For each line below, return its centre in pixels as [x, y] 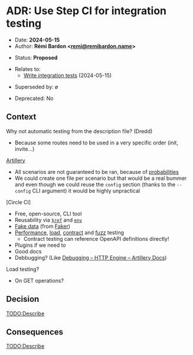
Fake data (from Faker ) [42, 226]
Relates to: [27, 69]
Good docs [28, 251]
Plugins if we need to [40, 245]
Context [21, 117]
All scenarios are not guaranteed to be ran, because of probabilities [97, 172]
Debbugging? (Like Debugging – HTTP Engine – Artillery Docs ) [91, 257]
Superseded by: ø [36, 86]
